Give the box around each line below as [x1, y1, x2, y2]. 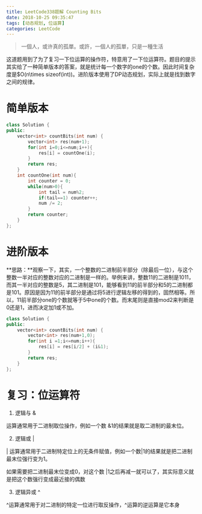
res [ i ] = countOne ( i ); [38, 150, 96, 156]
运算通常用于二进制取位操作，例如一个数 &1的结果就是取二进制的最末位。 [6, 422, 188, 430]
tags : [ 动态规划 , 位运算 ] [6, 20, 65, 26]
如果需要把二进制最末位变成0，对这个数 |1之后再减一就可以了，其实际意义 [6, 468, 189, 475]
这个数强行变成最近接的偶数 [16, 475, 85, 483]
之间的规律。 [6, 78, 38, 86]
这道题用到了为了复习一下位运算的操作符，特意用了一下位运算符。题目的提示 [6, 55, 196, 63]
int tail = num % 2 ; [38, 189, 85, 195]
